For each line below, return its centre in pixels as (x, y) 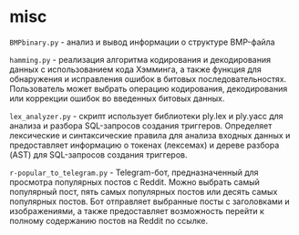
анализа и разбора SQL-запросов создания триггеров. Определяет (141, 126)
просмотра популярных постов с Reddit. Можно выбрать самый (134, 182)
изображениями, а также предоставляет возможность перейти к (137, 210)
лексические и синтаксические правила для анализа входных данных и (150, 135)
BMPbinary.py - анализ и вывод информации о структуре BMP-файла (142, 42)
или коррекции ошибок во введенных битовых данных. (117, 98)
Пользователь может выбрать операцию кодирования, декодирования (149, 88)
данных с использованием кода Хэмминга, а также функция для (135, 69)
